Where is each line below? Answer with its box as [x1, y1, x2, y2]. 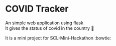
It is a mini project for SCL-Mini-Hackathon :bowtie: [5, 35, 111, 41]
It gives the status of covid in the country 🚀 [5, 25, 94, 31]
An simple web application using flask [5, 20, 84, 26]
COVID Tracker [5, 3, 69, 15]
